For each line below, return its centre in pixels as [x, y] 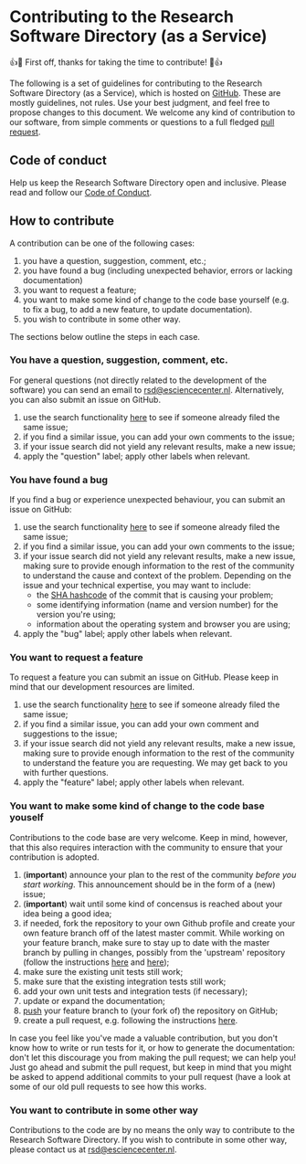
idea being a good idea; [67, 913]
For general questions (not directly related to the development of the [138, 380]
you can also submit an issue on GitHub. [85, 399]
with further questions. [66, 773]
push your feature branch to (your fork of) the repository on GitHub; [150, 1011]
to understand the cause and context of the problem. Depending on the [157, 576]
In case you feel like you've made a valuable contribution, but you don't [144, 1038]
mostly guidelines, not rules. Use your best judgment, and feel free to [140, 102]
